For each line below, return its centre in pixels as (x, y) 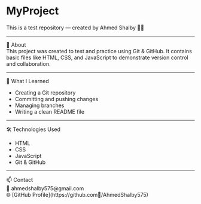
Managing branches (39, 105)
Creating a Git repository (45, 92)
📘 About (16, 45)
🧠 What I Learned (28, 81)
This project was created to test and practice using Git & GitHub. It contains (99, 51)
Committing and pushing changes (57, 99)
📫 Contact (19, 179)
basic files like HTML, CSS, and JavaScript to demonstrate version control (97, 57)
